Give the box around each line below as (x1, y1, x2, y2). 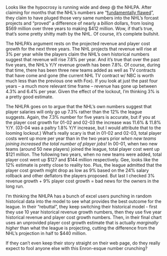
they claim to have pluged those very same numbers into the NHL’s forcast (5, 15, 159, 21)
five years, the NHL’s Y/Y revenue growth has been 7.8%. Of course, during (5, 62, 161, 68)
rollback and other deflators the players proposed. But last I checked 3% (5, 173, 155, 178)
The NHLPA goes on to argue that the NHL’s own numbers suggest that (5, 104, 152, 109)
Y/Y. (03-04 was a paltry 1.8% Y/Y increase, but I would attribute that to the (5, 125, 162, 131)
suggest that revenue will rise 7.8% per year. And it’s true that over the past (5, 57, 160, 62)
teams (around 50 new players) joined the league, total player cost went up (5, 146, 160, 152)
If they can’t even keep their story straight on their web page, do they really (5, 240, 161, 246)
